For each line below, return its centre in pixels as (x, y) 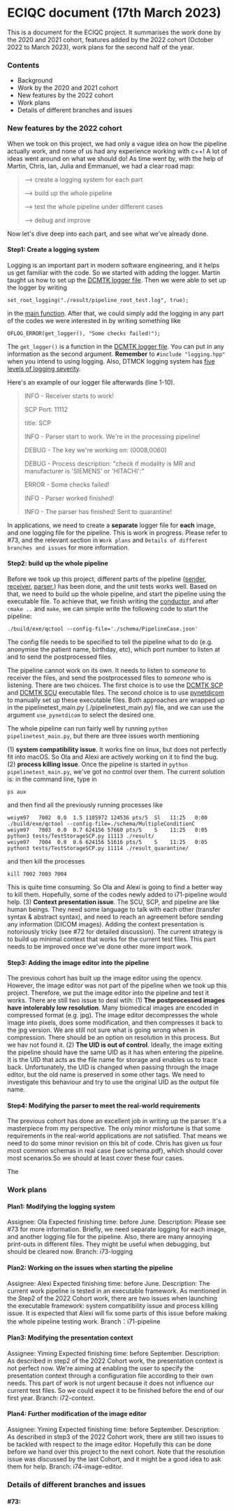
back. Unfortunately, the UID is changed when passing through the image (113, 1067)
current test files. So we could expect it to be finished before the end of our (116, 1390)
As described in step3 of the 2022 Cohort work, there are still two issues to (116, 1437)
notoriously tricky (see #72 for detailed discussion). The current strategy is (115, 931)
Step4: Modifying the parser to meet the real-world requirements (104, 1105)
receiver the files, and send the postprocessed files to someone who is (109, 678)
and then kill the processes (46, 861)
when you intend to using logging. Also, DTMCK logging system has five (111, 361)
